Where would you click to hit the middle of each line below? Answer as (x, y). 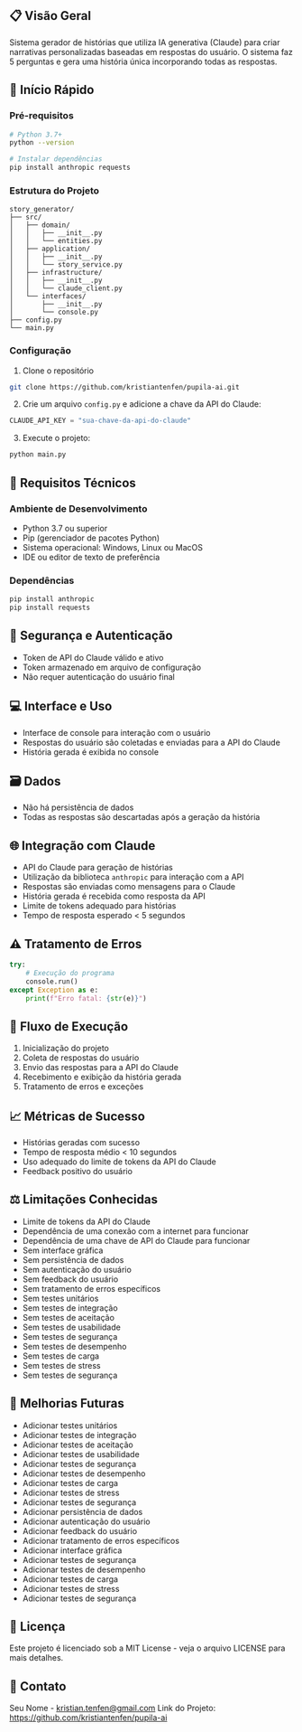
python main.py (38, 455)
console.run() (52, 981)
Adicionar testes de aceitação (78, 1445)
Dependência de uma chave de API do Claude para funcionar (136, 1240)
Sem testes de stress (61, 1365)
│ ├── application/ (50, 249)
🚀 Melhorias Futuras (67, 1403)
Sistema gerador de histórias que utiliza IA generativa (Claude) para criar (145, 42)
